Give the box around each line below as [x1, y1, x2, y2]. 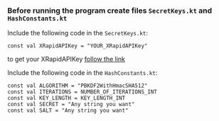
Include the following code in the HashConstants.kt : [7, 69, 158, 77]
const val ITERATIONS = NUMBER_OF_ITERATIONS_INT [7, 88, 158, 96]
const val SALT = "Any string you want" [7, 107, 129, 115]
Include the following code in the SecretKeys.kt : [7, 29, 148, 38]
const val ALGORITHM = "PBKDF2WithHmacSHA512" [7, 82, 148, 90]
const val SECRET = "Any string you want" [7, 101, 135, 108]
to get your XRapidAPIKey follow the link [7, 55, 126, 64]
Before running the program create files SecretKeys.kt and [7, 6, 212, 16]
